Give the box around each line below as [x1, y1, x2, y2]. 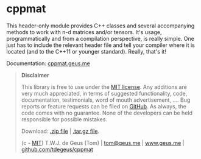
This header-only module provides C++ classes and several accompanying [6, 22, 195, 29]
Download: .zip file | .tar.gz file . [21, 127, 99, 135]
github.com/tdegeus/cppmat [21, 146, 93, 153]
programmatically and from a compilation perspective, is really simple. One [6, 35, 195, 42]
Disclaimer [21, 71, 50, 79]
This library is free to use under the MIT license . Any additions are [21, 83, 187, 90]
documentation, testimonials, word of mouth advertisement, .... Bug [21, 96, 191, 104]
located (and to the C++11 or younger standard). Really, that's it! [6, 48, 166, 55]
